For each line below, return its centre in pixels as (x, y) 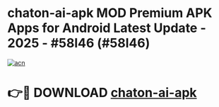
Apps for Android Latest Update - (107, 28)
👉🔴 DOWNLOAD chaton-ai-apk (102, 93)
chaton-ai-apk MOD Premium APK (110, 13)
